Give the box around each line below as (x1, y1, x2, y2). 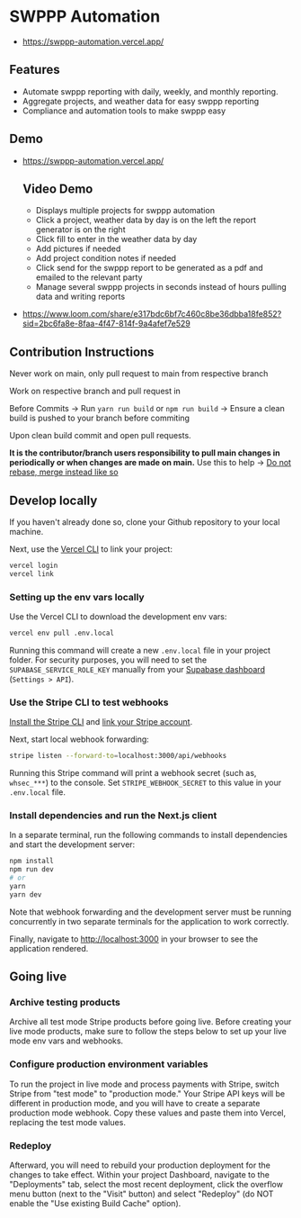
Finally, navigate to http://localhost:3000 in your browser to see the (9, 934, 259, 944)
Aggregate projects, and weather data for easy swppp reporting (22, 95, 260, 106)
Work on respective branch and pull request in (9, 385, 181, 397)
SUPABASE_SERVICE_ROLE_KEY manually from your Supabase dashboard (9, 663, 265, 674)
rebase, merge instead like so (9, 466, 119, 478)
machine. (9, 527, 44, 537)
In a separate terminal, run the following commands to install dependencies (9, 830, 288, 841)
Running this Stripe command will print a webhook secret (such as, (9, 768, 257, 779)
